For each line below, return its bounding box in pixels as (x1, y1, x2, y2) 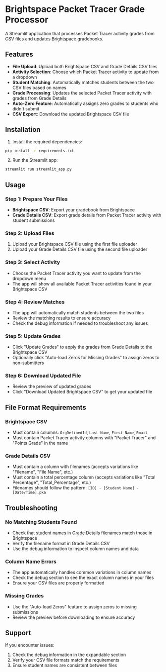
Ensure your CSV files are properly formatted (12, 580, 105, 586)
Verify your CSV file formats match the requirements (12, 657, 120, 663)
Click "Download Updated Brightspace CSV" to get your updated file (12, 389, 153, 395)
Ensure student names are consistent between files (12, 662, 117, 668)
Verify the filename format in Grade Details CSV (12, 541, 110, 547)
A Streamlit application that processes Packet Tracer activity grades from (5, 30, 155, 36)
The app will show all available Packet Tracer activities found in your (12, 281, 152, 287)
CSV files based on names (12, 85, 67, 91)
